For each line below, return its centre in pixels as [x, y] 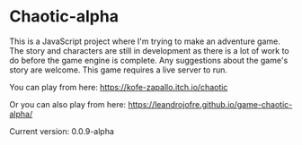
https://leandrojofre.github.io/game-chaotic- [210, 104]
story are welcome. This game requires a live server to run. [118, 70]
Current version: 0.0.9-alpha [62, 131]
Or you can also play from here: [68, 104]
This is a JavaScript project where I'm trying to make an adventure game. [145, 41]
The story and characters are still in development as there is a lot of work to [149, 50]
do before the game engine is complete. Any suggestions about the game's [149, 60]
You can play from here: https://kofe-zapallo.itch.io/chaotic [119, 87]
